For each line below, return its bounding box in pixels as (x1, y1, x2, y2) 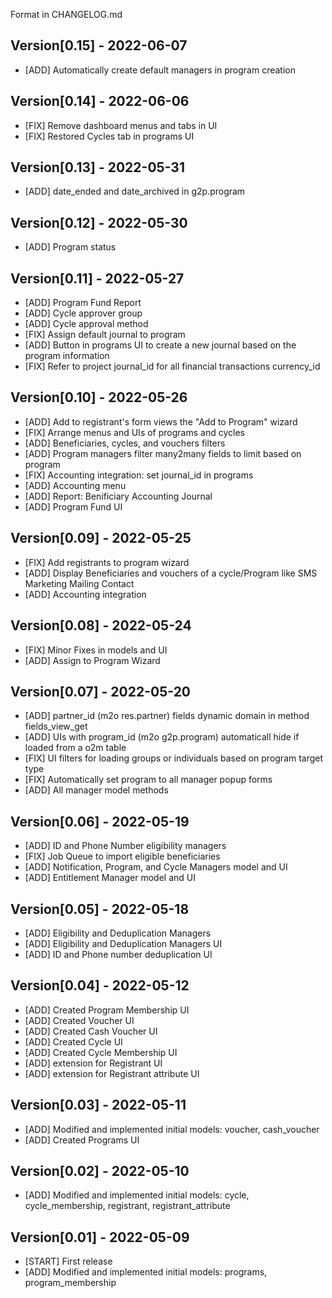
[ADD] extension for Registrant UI (24, 1057, 163, 1069)
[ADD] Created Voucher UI (24, 1014, 135, 1026)
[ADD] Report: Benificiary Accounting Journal (24, 490, 213, 502)
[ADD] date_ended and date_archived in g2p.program (24, 185, 246, 198)
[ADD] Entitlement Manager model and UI (24, 872, 196, 884)
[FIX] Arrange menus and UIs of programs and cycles (24, 426, 245, 438)
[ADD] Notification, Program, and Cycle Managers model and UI (24, 861, 288, 873)
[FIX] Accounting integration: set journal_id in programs (24, 469, 254, 481)
